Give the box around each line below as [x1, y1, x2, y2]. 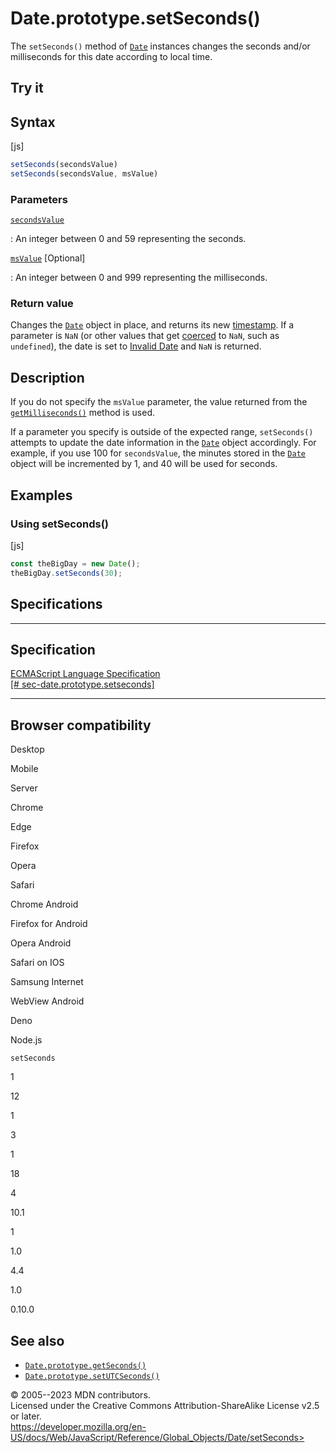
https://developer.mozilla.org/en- [10, 1420, 147, 1432]
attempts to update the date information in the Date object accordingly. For [10, 437, 317, 449]
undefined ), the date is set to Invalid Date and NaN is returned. [10, 340, 262, 352]
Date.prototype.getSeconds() [24, 1360, 147, 1371]
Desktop [10, 743, 45, 756]
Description [10, 369, 85, 386]
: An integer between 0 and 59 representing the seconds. [10, 233, 247, 245]
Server [10, 782, 38, 794]
